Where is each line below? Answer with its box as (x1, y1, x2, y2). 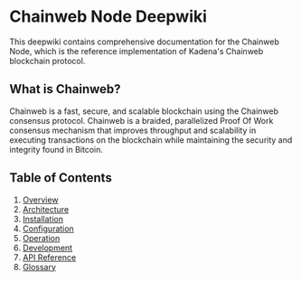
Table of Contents (9, 170, 113, 186)
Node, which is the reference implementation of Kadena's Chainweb (9, 45, 264, 56)
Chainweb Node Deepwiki (9, 6, 208, 27)
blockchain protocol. (9, 55, 86, 66)
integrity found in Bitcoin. (9, 144, 104, 155)
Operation (22, 232, 61, 243)
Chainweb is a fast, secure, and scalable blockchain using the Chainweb (9, 106, 278, 117)
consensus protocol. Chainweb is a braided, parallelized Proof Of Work (9, 115, 274, 126)
